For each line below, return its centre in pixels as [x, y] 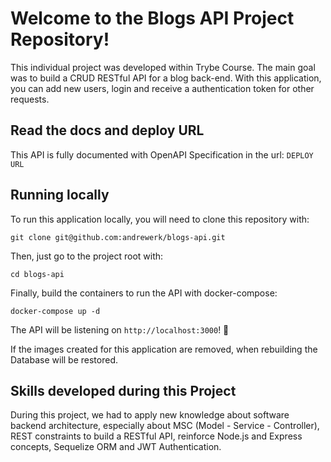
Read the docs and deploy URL [107, 130]
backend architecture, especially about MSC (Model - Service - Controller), [165, 426]
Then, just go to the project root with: [87, 256]
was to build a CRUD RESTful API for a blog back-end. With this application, [166, 78]
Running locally [60, 195]
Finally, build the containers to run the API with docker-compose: [144, 293]
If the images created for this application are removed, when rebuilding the [164, 349]
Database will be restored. [64, 359]
